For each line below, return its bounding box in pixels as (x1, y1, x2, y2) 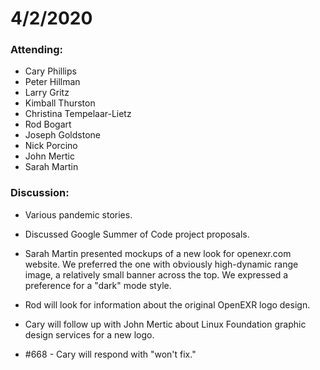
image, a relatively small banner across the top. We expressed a (24, 268, 289, 281)
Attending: (10, 43, 64, 57)
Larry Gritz (24, 87, 70, 99)
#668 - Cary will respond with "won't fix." (24, 348, 197, 360)
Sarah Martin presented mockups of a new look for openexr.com (24, 247, 292, 259)
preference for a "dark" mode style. (24, 279, 172, 291)
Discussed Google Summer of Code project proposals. (24, 228, 250, 240)
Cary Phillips (24, 65, 77, 77)
